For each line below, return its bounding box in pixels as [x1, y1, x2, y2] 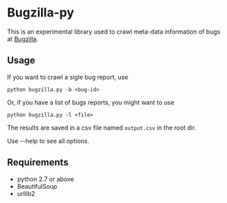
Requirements [7, 156, 69, 169]
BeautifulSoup [16, 182, 58, 190]
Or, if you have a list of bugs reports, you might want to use [7, 98, 175, 106]
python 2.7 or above [16, 175, 74, 183]
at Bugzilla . [7, 34, 39, 43]
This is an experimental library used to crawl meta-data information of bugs [7, 27, 221, 36]
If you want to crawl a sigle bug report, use [7, 73, 128, 81]
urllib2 [16, 189, 36, 198]
